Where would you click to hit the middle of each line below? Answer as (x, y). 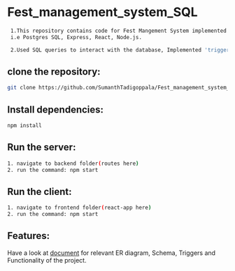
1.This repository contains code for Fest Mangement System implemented (119, 31)
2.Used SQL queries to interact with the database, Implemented (106, 50)
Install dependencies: (55, 109)
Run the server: (42, 147)
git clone (22, 88)
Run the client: (40, 192)
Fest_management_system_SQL (102, 12)
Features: (29, 236)
